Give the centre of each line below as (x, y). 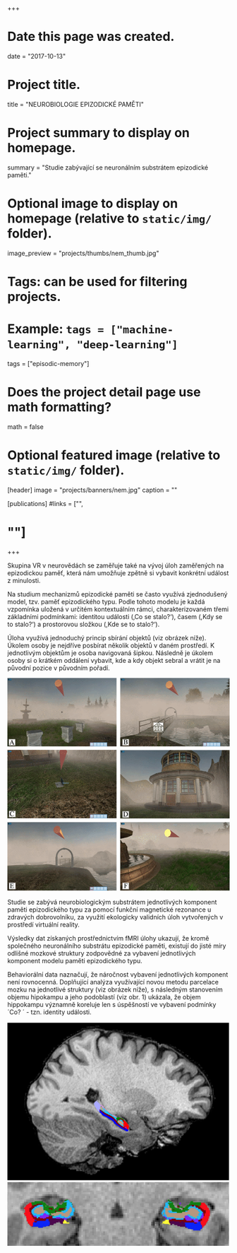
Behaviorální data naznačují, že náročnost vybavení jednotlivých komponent (118, 975)
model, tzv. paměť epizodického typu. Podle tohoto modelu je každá (106, 601)
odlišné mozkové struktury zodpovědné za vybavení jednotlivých (102, 953)
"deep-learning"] (127, 345)
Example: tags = (56, 329)
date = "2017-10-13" (36, 56)
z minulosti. (24, 580)
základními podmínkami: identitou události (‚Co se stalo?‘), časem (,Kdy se (115, 616)
